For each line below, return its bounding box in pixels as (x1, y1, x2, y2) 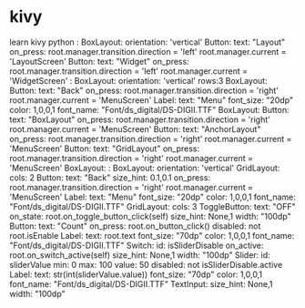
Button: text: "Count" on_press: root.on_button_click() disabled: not (9, 221, 261, 231)
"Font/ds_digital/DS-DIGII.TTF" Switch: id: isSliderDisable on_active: (9, 240, 264, 251)
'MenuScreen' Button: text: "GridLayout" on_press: (9, 143, 200, 154)
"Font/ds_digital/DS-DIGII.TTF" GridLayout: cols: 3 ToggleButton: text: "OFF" (9, 200, 296, 211)
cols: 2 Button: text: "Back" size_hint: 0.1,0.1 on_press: (9, 171, 211, 183)
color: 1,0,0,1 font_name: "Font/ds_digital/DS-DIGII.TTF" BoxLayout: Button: (9, 104, 290, 115)
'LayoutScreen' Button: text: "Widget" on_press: (9, 56, 189, 67)
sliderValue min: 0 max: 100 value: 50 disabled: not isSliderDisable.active (9, 259, 283, 270)
